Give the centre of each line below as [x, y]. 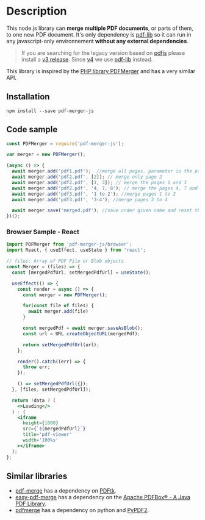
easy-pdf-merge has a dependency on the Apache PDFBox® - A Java [103, 497]
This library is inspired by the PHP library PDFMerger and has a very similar [101, 71]
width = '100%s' [41, 440]
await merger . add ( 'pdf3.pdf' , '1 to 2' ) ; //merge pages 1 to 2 [94, 194]
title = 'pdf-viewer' [47, 435]
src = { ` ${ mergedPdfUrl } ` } [54, 429]
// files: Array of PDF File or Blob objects [65, 261]
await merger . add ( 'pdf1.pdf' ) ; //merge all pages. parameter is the [102, 171]
